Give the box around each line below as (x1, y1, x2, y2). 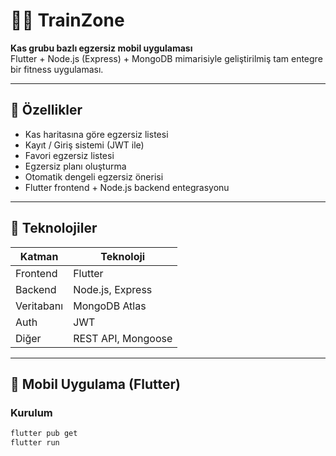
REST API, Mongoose (73, 331, 173, 345)
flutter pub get (10, 429, 78, 439)
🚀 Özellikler (10, 102, 83, 119)
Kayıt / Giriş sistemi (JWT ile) (24, 139, 145, 151)
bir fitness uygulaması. (10, 63, 104, 75)
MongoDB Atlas (73, 299, 147, 313)
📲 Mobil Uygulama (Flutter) (10, 375, 181, 393)
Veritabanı (15, 299, 64, 313)
